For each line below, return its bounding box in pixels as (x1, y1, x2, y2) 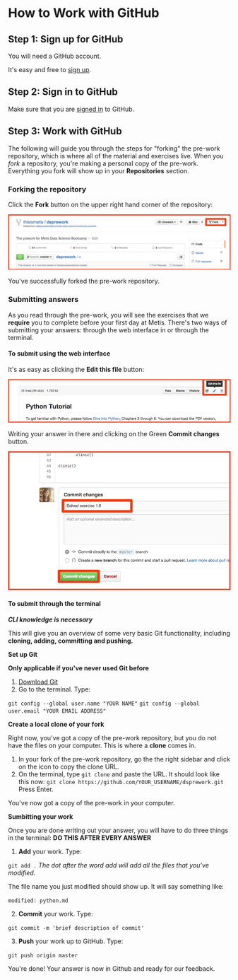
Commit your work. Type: (18, 910, 94, 918)
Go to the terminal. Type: (18, 685, 91, 694)
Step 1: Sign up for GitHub (8, 33, 124, 45)
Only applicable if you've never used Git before (8, 664, 149, 672)
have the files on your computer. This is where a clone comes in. (8, 741, 196, 750)
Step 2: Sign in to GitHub (8, 86, 119, 98)
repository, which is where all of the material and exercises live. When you (8, 151, 224, 160)
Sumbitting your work (8, 812, 73, 821)
